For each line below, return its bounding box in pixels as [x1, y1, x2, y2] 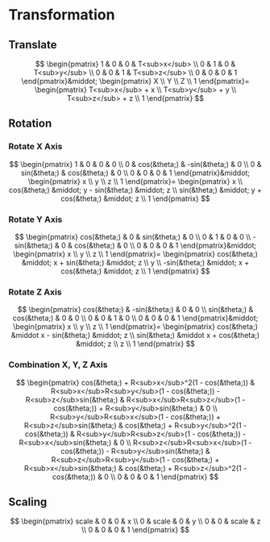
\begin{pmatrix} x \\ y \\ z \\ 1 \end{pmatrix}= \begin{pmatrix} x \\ [27, 176, 243, 186]
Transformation [8, 6, 115, 24]
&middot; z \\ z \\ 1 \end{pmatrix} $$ [75, 339, 196, 348]
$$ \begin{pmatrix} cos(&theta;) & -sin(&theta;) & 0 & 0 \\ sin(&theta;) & [17, 305, 254, 315]
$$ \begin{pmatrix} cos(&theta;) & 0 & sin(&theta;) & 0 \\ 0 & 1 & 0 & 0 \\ [15, 231, 251, 241]
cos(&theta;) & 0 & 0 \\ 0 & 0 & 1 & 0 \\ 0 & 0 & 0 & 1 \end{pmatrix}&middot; [12, 313, 259, 323]
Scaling [8, 494, 48, 509]
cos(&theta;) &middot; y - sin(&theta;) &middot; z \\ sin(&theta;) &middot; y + [9, 185, 262, 194]
